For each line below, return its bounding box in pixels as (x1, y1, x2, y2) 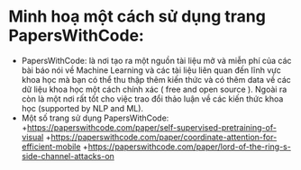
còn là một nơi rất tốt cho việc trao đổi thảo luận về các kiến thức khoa (21, 93, 284, 104)
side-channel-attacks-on (21, 150, 114, 161)
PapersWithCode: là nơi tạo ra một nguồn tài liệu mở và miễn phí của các (21, 55, 292, 66)
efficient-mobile (21, 141, 81, 152)
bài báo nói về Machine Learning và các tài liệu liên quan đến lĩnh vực (21, 65, 281, 76)
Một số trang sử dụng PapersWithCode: (21, 112, 169, 123)
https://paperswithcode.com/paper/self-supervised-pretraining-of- (27, 121, 277, 132)
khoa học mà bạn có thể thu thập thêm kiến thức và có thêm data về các (21, 74, 291, 85)
